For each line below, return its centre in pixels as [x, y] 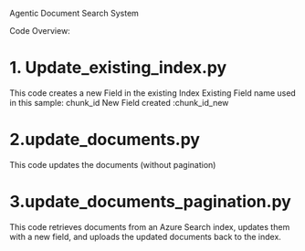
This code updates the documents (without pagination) [113, 164]
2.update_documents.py [105, 140]
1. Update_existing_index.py [118, 68]
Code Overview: [40, 31]
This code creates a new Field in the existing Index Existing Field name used [153, 93]
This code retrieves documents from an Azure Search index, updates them [150, 226]
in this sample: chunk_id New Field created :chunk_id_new [119, 102]
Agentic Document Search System [74, 13]
